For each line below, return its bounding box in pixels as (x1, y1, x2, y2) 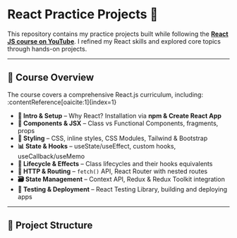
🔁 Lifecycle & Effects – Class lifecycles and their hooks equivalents (17, 159, 213, 168)
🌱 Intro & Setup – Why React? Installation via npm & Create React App (17, 111, 222, 120)
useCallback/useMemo (17, 151, 85, 161)
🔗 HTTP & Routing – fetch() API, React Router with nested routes (17, 167, 208, 175)
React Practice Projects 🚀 (7, 6, 159, 23)
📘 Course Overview (7, 72, 95, 84)
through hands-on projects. (7, 44, 87, 53)
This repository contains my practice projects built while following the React (7, 30, 229, 38)
